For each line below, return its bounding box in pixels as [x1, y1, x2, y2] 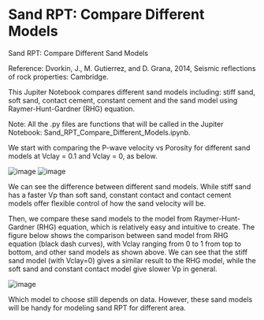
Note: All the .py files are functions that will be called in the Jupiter [8, 119, 224, 128]
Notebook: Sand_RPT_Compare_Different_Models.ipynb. [8, 128, 191, 137]
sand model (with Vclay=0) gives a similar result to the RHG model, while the [8, 255, 256, 265]
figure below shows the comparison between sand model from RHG [8, 230, 229, 240]
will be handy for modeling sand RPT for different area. [8, 303, 187, 312]
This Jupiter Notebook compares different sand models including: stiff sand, [8, 87, 256, 96]
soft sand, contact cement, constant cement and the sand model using [8, 95, 238, 105]
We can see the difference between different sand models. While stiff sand [8, 181, 251, 191]
